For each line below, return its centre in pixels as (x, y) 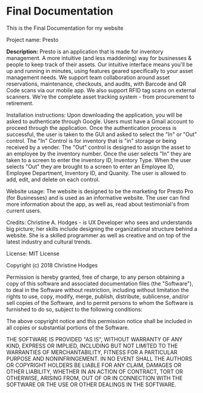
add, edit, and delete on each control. (53, 179)
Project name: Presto (32, 39)
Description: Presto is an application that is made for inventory (85, 51)
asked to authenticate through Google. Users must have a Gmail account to (100, 121)
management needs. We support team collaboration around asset (88, 77)
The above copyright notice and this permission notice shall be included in (99, 321)
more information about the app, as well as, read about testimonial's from (98, 204)
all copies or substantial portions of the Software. (68, 327)
